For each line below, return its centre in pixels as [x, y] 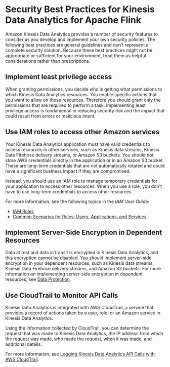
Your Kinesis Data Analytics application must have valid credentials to [78, 144]
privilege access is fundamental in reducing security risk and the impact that [85, 110]
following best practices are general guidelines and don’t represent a [77, 45]
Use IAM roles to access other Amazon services [82, 132]
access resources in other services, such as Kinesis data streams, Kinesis [82, 149]
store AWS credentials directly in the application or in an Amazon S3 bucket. [85, 160]
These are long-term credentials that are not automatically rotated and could [85, 166]
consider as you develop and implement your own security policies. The [80, 39]
